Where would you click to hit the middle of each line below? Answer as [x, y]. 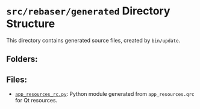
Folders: [22, 59]
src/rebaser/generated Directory [88, 11]
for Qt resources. [36, 101]
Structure [31, 24]
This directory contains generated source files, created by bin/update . [93, 40]
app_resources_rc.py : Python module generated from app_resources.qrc [105, 94]
